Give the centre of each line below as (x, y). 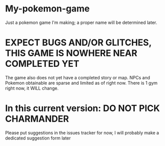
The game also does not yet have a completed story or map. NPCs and (78, 77)
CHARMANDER (37, 119)
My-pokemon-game (47, 9)
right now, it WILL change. (32, 88)
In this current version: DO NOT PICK (82, 108)
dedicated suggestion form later (38, 138)
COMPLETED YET (42, 64)
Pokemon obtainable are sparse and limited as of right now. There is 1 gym (82, 83)
